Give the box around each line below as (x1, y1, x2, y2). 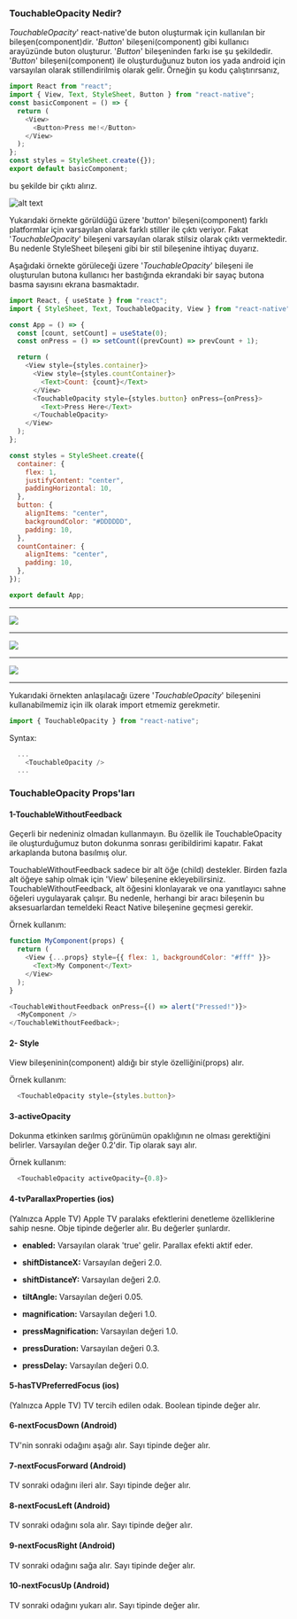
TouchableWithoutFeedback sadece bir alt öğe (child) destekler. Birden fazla (9, 865, 287, 876)
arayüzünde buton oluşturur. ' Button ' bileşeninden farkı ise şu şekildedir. (9, 46, 273, 57)
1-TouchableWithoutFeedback (9, 809, 122, 820)
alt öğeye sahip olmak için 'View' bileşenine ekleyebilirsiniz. (9, 874, 226, 884)
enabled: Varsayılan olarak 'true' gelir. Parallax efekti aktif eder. (21, 1240, 254, 1250)
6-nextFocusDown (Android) (9, 1421, 118, 1431)
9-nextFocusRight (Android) (9, 1540, 116, 1551)
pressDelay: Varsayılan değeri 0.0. (21, 1359, 148, 1371)
